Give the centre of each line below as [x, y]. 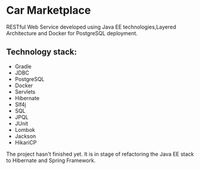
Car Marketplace [49, 10]
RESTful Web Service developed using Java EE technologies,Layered [91, 27]
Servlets [25, 92]
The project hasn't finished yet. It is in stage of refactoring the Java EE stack [100, 154]
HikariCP [26, 142]
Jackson [25, 136]
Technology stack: [42, 52]
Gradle [23, 66]
